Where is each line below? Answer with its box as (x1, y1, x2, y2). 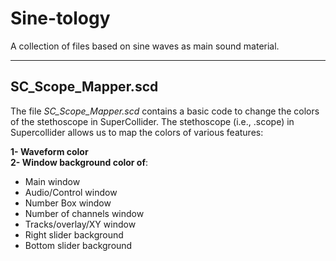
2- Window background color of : (10, 156, 149, 168)
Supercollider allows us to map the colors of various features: (10, 126, 264, 138)
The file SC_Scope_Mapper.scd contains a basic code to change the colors (10, 105, 320, 117)
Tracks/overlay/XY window (24, 218, 137, 230)
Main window (24, 175, 81, 187)
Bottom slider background (24, 239, 133, 251)
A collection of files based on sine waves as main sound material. (10, 40, 280, 52)
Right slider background (24, 228, 124, 241)
